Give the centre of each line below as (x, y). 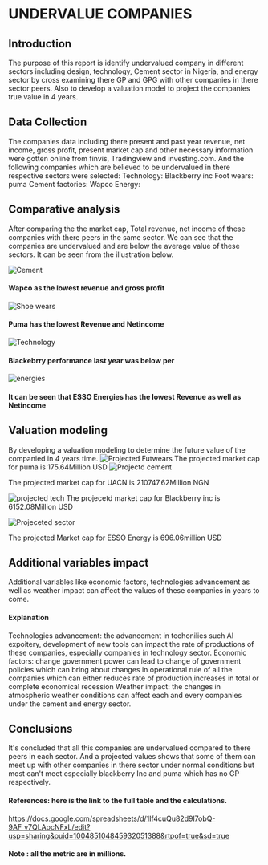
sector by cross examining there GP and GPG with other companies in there (133, 80)
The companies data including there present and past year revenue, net (127, 141)
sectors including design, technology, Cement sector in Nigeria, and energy (133, 71)
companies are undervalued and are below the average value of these (124, 246)
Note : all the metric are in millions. (67, 854)
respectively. (29, 782)
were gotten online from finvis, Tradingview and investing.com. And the (126, 158)
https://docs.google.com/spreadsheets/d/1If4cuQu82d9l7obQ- (112, 818)
